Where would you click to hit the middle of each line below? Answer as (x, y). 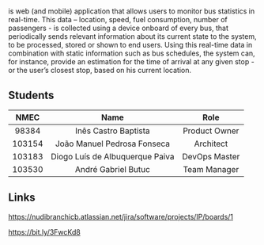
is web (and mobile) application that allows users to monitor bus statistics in (132, 11)
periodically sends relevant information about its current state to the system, (132, 36)
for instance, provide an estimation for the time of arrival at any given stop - (131, 62)
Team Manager (211, 169)
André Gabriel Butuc (112, 169)
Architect (211, 144)
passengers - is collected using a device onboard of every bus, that (119, 28)
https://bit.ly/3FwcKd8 (44, 232)
